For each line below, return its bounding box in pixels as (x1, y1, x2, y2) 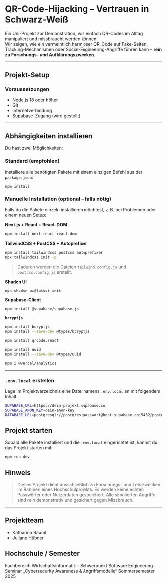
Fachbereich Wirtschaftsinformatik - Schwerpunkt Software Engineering (5, 562, 153, 568)
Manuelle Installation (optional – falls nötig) (5, 195, 112, 202)
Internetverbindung (12, 107, 52, 113)
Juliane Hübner (12, 535, 44, 541)
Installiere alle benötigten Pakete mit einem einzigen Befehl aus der (5, 169, 143, 175)
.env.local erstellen (5, 377, 55, 384)
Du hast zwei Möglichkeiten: (5, 145, 63, 151)
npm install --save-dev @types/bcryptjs (5, 329, 90, 334)
